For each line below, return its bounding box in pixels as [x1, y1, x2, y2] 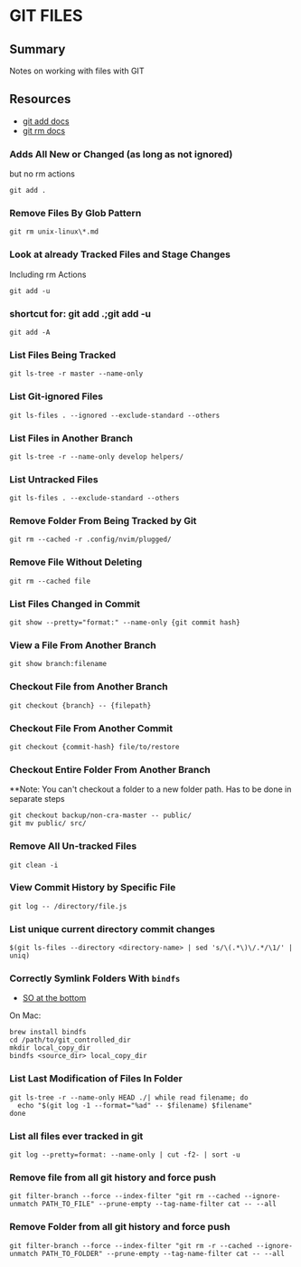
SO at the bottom [22, 993, 87, 1004]
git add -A [9, 328, 51, 337]
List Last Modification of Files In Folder [9, 1072, 183, 1085]
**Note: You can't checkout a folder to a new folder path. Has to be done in [9, 784, 292, 795]
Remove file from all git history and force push [9, 1171, 217, 1184]
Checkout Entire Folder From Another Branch [9, 763, 211, 776]
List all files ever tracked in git [9, 1129, 144, 1142]
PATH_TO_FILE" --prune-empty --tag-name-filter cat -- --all [42, 1200, 277, 1209]
